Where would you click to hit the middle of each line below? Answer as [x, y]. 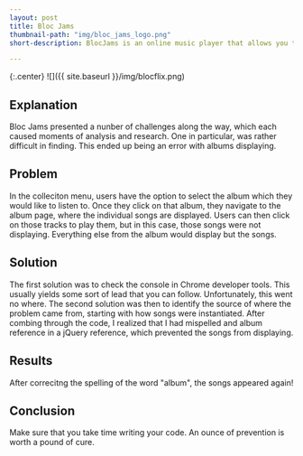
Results [31, 361]
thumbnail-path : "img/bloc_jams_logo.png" [90, 34]
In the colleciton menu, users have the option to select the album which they [151, 196]
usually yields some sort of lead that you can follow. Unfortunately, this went [151, 293]
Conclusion [42, 410]
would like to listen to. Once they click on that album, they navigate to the [145, 205]
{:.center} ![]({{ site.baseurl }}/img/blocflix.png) [97, 77]
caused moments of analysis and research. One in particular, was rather [143, 136]
